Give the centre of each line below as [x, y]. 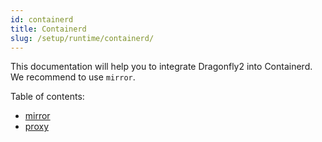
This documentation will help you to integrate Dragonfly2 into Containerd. [161, 67]
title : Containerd [48, 29]
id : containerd [42, 19]
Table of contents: [47, 97]
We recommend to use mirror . [73, 77]
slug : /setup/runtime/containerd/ [82, 38]
